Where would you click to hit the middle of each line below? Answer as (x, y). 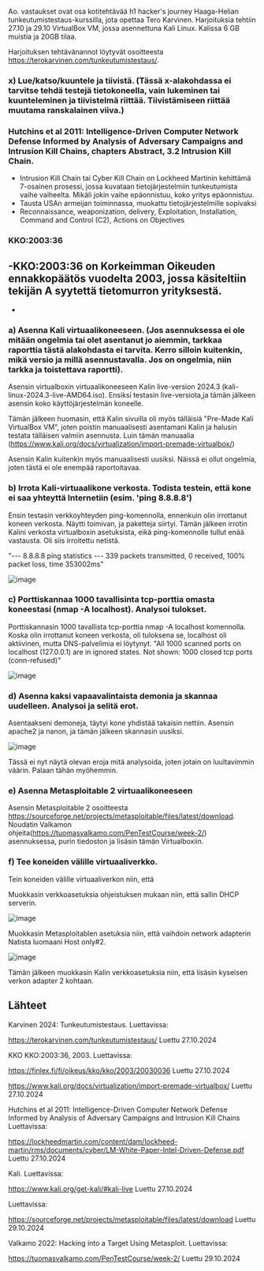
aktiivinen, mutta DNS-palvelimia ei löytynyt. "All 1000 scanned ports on (125, 643)
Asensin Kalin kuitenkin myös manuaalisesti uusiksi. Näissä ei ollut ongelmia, (132, 459)
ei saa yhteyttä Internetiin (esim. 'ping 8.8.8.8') (100, 498)
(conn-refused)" (35, 660)
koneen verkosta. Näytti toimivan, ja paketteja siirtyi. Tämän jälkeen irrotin (128, 523)
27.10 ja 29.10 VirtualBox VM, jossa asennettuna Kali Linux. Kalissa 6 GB (124, 28)
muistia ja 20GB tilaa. (43, 36)
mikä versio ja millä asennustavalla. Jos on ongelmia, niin (120, 360)
